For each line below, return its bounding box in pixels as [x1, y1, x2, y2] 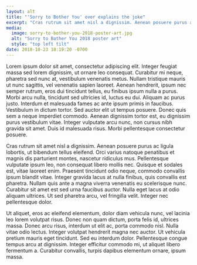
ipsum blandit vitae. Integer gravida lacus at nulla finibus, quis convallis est [6, 173, 187, 180]
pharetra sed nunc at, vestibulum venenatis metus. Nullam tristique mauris [6, 75, 186, 82]
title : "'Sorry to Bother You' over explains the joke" [6, 14, 145, 20]
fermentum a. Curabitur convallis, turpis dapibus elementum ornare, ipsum [6, 247, 186, 254]
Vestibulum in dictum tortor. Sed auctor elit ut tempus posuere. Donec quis [6, 106, 186, 113]
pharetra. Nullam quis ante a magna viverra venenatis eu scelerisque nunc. [6, 180, 187, 187]
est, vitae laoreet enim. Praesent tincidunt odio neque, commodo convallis [6, 167, 185, 174]
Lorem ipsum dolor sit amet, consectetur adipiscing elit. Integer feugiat [6, 63, 177, 70]
